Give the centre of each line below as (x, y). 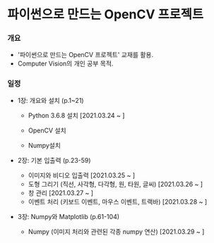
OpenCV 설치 (47, 130)
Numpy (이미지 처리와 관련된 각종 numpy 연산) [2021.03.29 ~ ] (116, 231)
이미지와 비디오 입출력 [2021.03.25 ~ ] (82, 175)
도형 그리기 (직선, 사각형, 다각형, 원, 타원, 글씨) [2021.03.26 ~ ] (115, 184)
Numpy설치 (44, 145)
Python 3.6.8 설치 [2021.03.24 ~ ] (76, 115)
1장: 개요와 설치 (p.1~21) (50, 100)
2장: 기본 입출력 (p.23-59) (54, 160)
